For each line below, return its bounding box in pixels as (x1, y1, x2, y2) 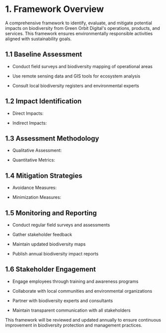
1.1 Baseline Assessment (5, 50, 82, 59)
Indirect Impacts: (12, 120, 47, 126)
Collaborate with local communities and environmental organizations (12, 288, 153, 294)
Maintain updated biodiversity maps (12, 241, 86, 247)
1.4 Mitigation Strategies (5, 171, 83, 180)
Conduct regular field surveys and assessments (12, 222, 110, 228)
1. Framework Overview (5, 3, 104, 15)
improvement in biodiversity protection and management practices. (5, 322, 143, 328)
